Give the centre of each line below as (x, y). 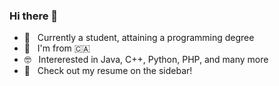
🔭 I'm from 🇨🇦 (57, 48)
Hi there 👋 (34, 16)
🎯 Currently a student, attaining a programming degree (139, 38)
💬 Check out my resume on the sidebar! (108, 71)
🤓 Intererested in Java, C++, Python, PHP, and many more (146, 60)
